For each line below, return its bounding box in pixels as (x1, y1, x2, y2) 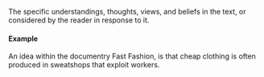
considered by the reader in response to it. (8, 15, 150, 25)
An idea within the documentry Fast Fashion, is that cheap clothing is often (8, 51, 256, 61)
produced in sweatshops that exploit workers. (8, 60, 160, 70)
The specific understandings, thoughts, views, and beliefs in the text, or (8, 7, 247, 16)
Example (8, 34, 39, 43)
